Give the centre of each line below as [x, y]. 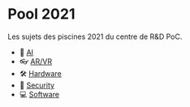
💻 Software [39, 94]
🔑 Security [37, 85]
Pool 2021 [41, 14]
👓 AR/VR [36, 61]
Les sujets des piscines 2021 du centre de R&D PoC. [95, 36]
